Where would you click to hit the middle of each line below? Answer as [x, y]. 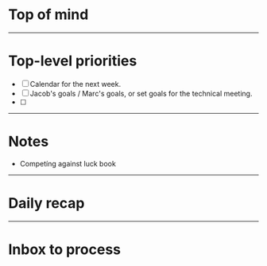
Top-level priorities [73, 61]
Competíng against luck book [68, 163]
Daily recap [46, 203]
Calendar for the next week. [75, 84]
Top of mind [48, 15]
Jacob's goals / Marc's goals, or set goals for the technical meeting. [141, 93]
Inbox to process [65, 249]
